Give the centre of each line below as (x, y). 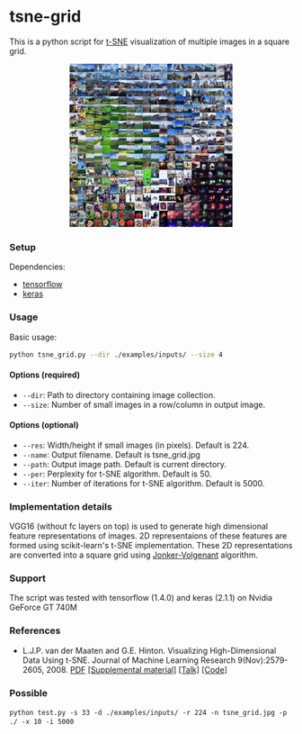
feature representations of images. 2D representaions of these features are (148, 536)
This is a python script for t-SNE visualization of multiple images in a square (150, 41)
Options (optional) (44, 425)
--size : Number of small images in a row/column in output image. (144, 404)
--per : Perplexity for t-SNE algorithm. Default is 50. (117, 474)
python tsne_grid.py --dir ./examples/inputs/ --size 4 (116, 354)
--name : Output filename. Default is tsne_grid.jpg (111, 454)
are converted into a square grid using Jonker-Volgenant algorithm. (134, 555)
